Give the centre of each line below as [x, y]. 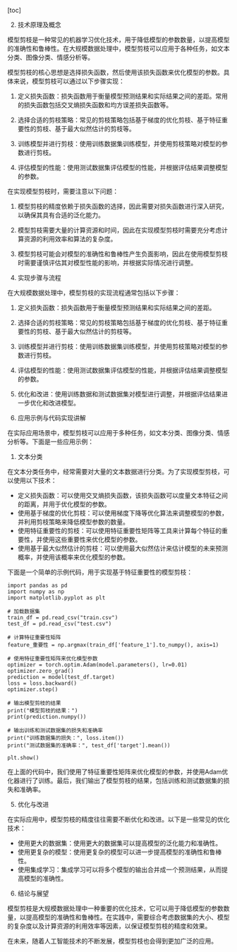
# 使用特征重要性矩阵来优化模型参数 [53, 659]
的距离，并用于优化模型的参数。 [64, 504]
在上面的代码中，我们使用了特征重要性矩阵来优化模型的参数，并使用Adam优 [118, 772]
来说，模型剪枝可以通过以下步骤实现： [69, 81]
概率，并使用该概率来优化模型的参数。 [73, 557]
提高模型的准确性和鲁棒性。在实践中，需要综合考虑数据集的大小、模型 [128, 917]
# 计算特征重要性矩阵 [34, 637]
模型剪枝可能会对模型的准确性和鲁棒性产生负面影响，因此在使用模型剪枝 [122, 254]
